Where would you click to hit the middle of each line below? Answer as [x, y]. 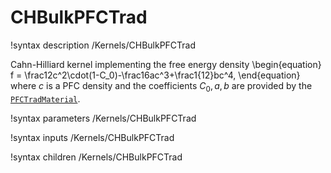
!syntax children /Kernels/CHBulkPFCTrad [96, 157]
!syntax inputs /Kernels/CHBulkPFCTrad [92, 137]
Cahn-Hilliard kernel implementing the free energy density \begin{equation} [166, 64]
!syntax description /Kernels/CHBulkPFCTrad [103, 45]
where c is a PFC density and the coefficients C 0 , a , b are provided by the [161, 86]
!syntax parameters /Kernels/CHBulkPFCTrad [103, 118]
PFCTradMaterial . [45, 98]
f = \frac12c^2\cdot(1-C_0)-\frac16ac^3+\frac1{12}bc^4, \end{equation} [155, 75]
